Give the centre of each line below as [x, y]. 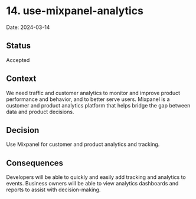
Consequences [35, 163]
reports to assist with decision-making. [53, 190]
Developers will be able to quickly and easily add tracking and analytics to [96, 177]
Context [21, 79]
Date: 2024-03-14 [28, 27]
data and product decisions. [40, 112]
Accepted [18, 60]
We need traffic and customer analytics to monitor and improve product [93, 93]
